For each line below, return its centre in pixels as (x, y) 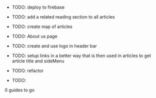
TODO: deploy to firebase (38, 7)
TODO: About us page (35, 36)
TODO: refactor (28, 70)
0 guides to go (19, 90)
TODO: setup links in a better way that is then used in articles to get (81, 55)
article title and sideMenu (38, 61)
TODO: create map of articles (42, 26)
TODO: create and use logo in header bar (54, 46)
